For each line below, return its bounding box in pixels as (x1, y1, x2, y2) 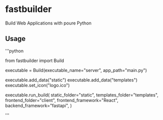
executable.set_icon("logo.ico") (5, 82, 70, 88)
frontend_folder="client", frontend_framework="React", (5, 97, 119, 103)
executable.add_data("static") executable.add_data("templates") (5, 76, 138, 83)
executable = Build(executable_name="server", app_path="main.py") (5, 67, 147, 73)
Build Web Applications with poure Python (5, 20, 92, 26)
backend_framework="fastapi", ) (5, 102, 72, 108)
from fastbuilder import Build (5, 57, 64, 63)
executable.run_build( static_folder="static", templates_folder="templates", (5, 91, 159, 98)
